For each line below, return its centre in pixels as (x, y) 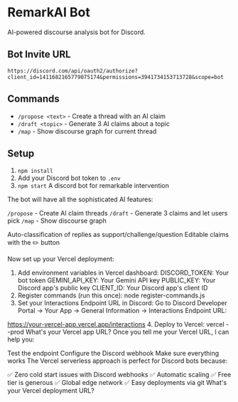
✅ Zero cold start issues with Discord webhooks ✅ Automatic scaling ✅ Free (119, 375)
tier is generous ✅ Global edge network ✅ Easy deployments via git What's (117, 383)
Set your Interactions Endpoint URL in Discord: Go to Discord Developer (122, 303)
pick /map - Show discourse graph (57, 221)
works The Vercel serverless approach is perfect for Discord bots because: (118, 361)
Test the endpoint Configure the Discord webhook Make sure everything (113, 354)
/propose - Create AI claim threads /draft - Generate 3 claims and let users (118, 213)
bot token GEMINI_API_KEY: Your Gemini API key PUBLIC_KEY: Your (117, 280)
